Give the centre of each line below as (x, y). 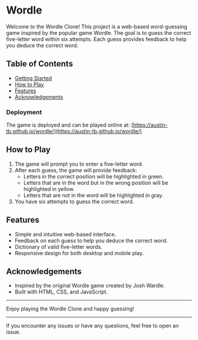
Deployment (24, 112)
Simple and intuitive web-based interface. (65, 234)
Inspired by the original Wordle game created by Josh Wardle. (90, 286)
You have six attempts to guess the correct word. (74, 202)
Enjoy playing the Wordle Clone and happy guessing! (70, 309)
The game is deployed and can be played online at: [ (70, 125)
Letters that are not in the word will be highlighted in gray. (93, 195)
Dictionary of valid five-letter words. (58, 247)
